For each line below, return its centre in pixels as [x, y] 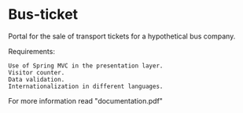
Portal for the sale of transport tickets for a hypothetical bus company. [122, 36]
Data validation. [37, 79]
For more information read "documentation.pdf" [86, 100]
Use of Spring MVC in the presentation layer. [86, 66]
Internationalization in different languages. [86, 86]
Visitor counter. [37, 72]
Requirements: [31, 51]
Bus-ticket [43, 15]
